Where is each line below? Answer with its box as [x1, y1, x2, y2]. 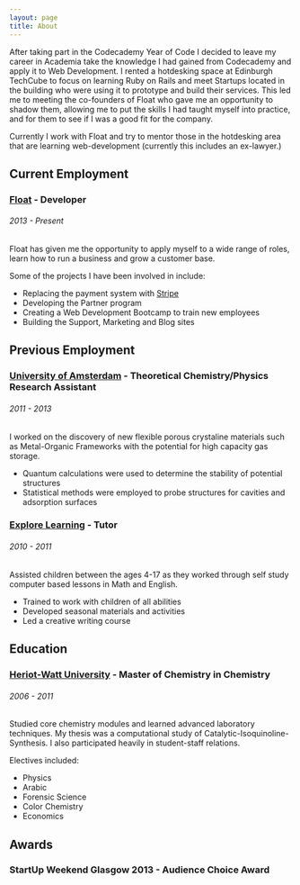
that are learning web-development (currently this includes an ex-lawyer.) [9, 140, 282, 151]
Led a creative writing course [22, 615, 131, 626]
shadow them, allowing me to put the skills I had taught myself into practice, [9, 104, 291, 114]
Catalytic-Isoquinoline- [204, 728, 289, 739]
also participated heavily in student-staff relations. [53, 737, 241, 748]
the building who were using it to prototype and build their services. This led [9, 85, 292, 95]
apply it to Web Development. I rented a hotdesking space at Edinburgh [9, 65, 274, 77]
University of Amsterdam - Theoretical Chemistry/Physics [9, 370, 269, 383]
